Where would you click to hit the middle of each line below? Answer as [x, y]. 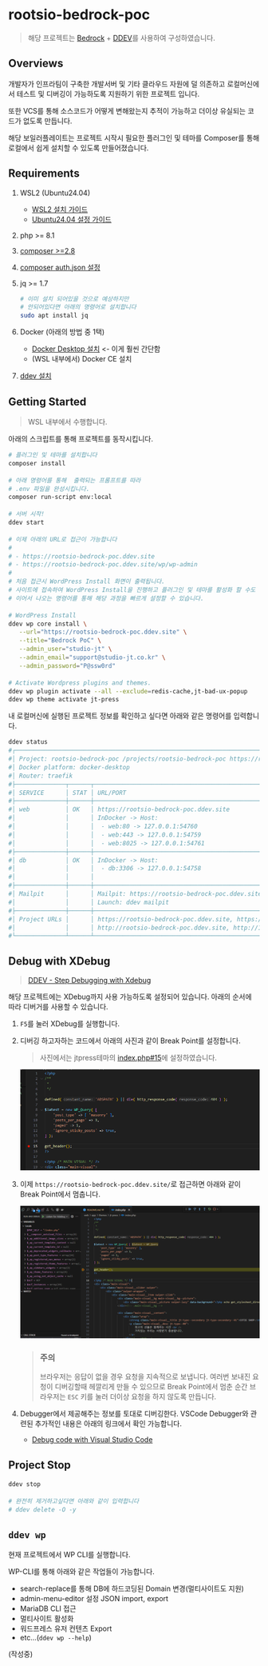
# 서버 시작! [27, 514]
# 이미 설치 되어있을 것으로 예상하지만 [74, 299]
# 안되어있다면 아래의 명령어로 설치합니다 [78, 307]
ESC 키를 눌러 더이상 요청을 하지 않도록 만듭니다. [142, 1396]
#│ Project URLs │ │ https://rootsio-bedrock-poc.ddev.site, [121, 919]
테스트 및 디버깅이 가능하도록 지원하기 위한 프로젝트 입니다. [108, 94]
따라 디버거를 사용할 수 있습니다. [59, 1007]
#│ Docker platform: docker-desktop [69, 767]
